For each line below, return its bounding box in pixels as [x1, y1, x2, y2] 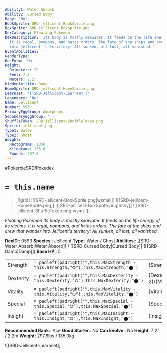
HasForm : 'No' [5, 58, 35, 63]
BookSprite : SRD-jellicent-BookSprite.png [5, 21, 94, 26]
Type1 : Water [5, 128, 32, 133]
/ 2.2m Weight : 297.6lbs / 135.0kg [5, 333, 75, 339]
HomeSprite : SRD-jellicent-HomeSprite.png [5, 86, 94, 91]
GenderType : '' [5, 53, 37, 59]
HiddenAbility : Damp [5, 81, 48, 86]
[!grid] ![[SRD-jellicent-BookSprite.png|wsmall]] [17, 197, 115, 203]
